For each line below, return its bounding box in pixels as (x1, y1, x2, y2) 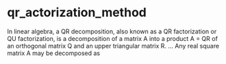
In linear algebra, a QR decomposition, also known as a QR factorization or (7, 27, 217, 35)
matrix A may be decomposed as (7, 49, 101, 57)
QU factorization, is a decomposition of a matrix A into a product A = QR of (7, 34, 218, 42)
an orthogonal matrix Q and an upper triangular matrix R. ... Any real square (7, 42, 220, 50)
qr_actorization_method (7, 5, 147, 20)
